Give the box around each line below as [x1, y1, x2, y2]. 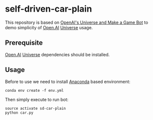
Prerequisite [5, 39, 43, 47]
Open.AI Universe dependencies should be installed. [5, 51, 110, 57]
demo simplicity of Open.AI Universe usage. [5, 24, 93, 30]
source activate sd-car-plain [5, 106, 66, 111]
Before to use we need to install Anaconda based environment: [5, 79, 131, 85]
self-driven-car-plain [5, 3, 92, 15]
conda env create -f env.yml [5, 88, 64, 93]
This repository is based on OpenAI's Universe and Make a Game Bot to [5, 19, 149, 25]
